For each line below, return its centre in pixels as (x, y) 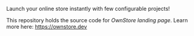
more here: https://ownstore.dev (47, 27)
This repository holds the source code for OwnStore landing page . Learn (97, 20)
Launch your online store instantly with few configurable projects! (88, 9)
